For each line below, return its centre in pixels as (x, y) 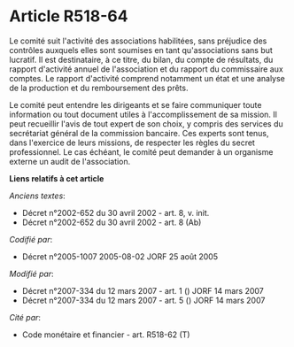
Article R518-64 (69, 16)
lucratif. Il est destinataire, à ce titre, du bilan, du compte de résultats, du (141, 59)
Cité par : (25, 317)
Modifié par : (32, 274)
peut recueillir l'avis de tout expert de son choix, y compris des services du (146, 123)
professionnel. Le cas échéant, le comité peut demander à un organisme (141, 151)
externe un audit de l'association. (70, 161)
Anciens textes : (38, 196)
